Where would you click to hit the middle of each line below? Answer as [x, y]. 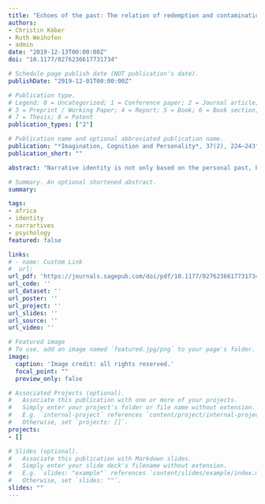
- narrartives [32, 226]
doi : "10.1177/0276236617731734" [63, 60]
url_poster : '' [33, 298]
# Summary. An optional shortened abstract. [82, 182]
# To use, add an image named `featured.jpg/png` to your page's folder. [132, 349]
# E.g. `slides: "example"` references [77, 473]
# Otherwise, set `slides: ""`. [65, 481]
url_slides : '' [33, 313]
